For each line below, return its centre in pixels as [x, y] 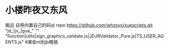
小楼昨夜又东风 [36, 10]
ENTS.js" [15, 42]
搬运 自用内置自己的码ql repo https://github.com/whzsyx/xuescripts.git [79, 25]
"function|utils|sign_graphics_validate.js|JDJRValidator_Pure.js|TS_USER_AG [85, 36]
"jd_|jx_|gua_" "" [22, 30]
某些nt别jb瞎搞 [43, 42]
